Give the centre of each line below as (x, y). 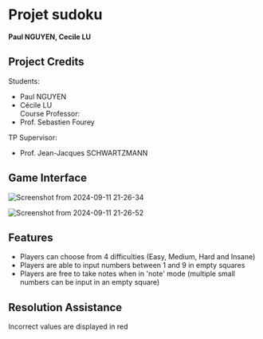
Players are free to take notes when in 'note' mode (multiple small (127, 274)
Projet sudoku (55, 15)
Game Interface (48, 178)
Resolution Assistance (65, 307)
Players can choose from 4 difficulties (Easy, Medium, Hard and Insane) (137, 257)
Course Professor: (50, 113)
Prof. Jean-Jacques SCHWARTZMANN (84, 152)
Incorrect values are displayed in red (69, 327)
